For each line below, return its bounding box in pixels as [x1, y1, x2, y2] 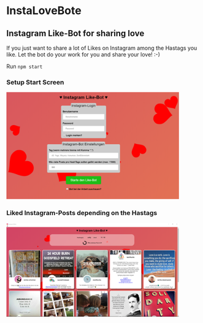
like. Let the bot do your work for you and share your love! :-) [6, 51, 161, 58]
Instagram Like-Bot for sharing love [6, 28, 145, 39]
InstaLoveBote [6, 4, 82, 18]
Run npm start [6, 63, 43, 70]
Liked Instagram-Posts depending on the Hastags [6, 209, 158, 218]
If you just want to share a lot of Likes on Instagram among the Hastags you [6, 44, 197, 51]
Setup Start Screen [6, 78, 64, 86]
